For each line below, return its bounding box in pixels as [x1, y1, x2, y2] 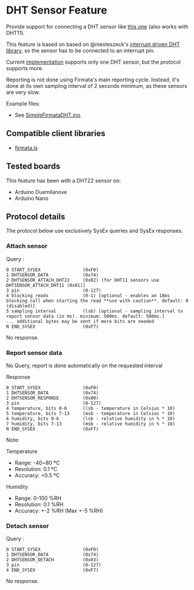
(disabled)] [6, 303, 35, 309]
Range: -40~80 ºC [14, 459, 60, 466]
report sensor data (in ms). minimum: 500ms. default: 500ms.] [6, 313, 165, 319]
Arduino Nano [14, 195, 49, 202]
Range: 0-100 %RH [14, 495, 62, 502]
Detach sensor [6, 522, 49, 530]
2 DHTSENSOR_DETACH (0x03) [6, 557, 99, 563]
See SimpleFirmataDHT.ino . [14, 111, 82, 118]
